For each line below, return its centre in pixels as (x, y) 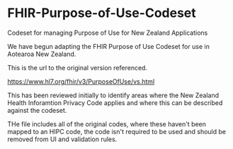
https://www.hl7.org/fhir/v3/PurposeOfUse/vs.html (81, 81)
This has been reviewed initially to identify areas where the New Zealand (113, 95)
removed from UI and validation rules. (62, 139)
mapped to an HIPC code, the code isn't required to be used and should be (117, 131)
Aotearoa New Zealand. (42, 54)
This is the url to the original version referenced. (77, 67)
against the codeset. (37, 110)
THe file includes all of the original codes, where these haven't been (107, 124)
